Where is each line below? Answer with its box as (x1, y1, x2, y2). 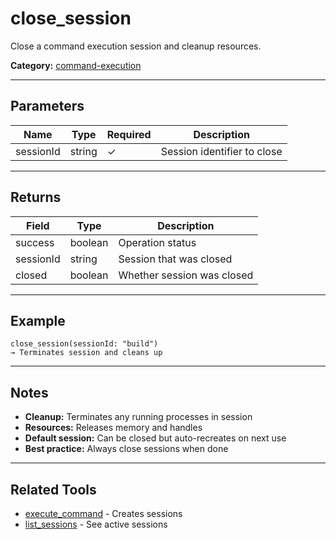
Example (10, 312, 66, 329)
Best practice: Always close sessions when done (24, 443, 229, 455)
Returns (10, 189, 62, 206)
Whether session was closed (118, 268, 254, 282)
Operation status (118, 235, 197, 249)
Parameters (10, 98, 85, 115)
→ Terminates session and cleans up (10, 348, 163, 358)
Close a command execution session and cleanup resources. (10, 40, 262, 52)
